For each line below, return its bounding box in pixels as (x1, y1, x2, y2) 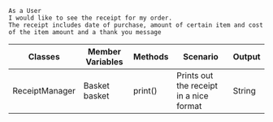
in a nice (175, 90, 209, 101)
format (175, 101, 202, 111)
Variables (85, 56, 123, 68)
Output (232, 51, 261, 62)
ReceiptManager (12, 85, 76, 96)
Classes (28, 51, 60, 62)
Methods (132, 51, 169, 62)
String (232, 85, 256, 96)
